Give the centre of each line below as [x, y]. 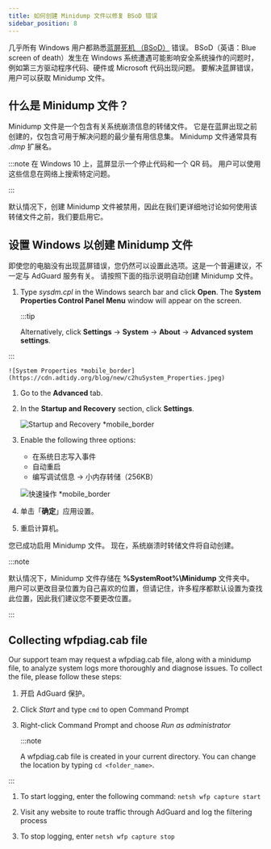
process [33, 820]
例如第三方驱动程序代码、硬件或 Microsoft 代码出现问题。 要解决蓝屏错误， [133, 67]
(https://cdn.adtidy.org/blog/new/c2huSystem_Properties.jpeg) [117, 378]
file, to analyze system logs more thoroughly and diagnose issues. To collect [135, 668]
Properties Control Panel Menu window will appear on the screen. [131, 301]
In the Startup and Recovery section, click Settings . [107, 409]
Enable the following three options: [78, 440]
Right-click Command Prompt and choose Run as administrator [125, 725]
